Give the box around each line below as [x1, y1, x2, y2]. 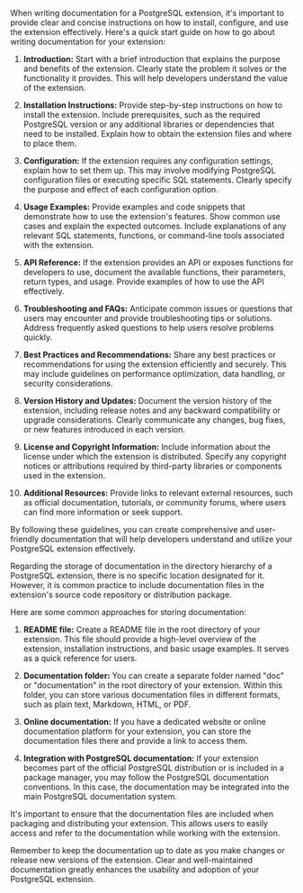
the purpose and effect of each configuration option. [22, 184, 218, 194]
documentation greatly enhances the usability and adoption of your [10, 864, 260, 875]
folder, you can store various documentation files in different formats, [22, 690, 281, 700]
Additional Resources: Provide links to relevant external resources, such [22, 487, 293, 498]
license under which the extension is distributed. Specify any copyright [22, 451, 287, 461]
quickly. [22, 332, 53, 343]
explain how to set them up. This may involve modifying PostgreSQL [22, 165, 277, 175]
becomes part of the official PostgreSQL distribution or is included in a [22, 763, 284, 772]
